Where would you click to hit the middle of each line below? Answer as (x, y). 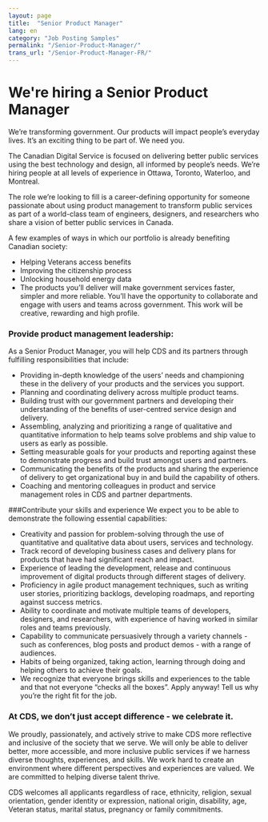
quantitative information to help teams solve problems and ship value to (138, 435)
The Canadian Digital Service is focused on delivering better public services (133, 155)
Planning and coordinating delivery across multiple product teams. (129, 393)
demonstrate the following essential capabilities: (88, 518)
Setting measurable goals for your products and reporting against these (138, 452)
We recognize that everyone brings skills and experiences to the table (135, 679)
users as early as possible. (64, 443)
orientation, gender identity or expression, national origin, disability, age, (128, 800)
